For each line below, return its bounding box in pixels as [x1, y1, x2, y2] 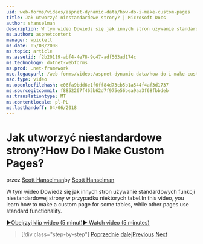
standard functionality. [6, 207, 62, 215]
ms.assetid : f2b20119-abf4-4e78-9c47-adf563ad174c [6, 54, 137, 60]
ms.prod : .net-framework [6, 65, 69, 71]
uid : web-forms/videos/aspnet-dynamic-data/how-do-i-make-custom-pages [6, 8, 190, 15]
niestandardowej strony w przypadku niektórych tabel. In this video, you [6, 194, 184, 202]
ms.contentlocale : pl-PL [6, 99, 69, 105]
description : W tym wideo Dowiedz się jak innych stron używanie [6, 25, 174, 32]
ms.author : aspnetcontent [6, 31, 71, 38]
